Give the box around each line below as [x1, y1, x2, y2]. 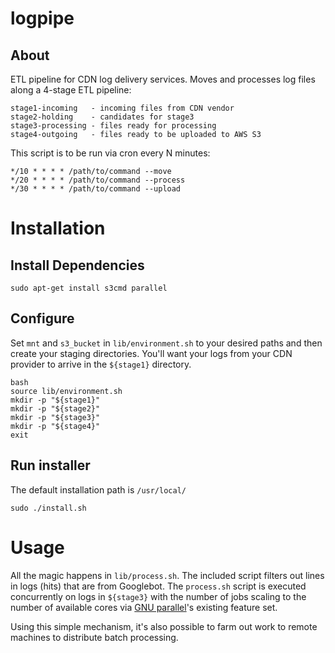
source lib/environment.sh [10, 386, 123, 396]
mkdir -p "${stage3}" [10, 412, 101, 422]
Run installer [10, 457, 91, 474]
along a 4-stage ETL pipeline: [10, 84, 132, 96]
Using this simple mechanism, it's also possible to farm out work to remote [10, 620, 318, 632]
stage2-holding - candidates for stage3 [10, 112, 195, 122]
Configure [10, 310, 75, 327]
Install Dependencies [10, 257, 145, 274]
